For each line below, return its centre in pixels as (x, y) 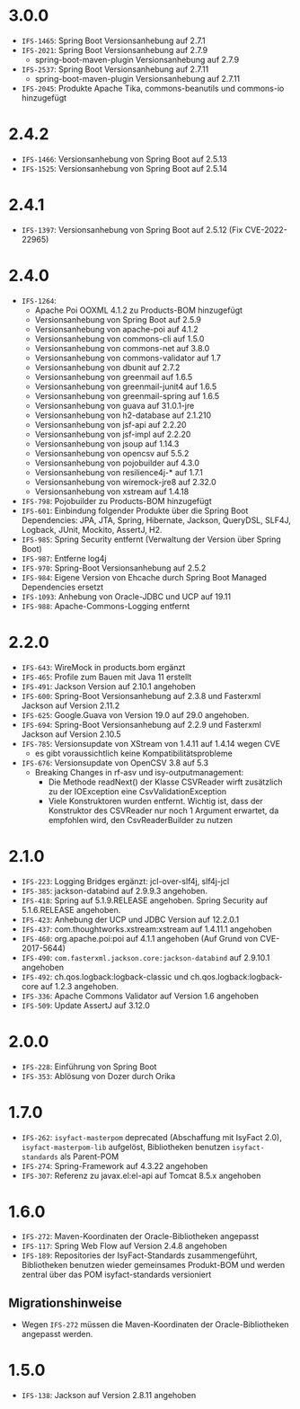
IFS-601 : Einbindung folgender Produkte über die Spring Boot (135, 510)
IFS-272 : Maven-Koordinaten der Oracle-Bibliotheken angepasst (140, 1236)
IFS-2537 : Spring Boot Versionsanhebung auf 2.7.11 (115, 69)
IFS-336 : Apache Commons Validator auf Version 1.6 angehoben (140, 996)
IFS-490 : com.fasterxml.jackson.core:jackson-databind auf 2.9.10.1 (146, 957)
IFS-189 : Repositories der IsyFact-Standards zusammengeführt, (139, 1255)
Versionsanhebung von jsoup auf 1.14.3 (107, 443)
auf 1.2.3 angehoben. (79, 986)
